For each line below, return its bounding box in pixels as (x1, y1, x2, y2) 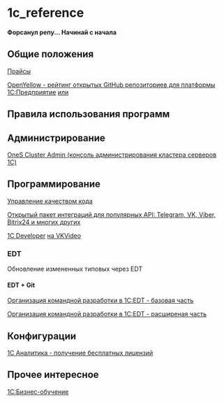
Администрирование (7, 132, 106, 144)
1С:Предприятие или (7, 87, 69, 96)
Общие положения (7, 48, 94, 60)
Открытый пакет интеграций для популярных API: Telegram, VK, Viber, (7, 210, 216, 218)
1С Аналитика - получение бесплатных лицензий (7, 348, 154, 358)
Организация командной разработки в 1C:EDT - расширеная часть (7, 310, 207, 318)
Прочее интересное (7, 369, 99, 381)
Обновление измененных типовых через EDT (7, 264, 143, 274)
